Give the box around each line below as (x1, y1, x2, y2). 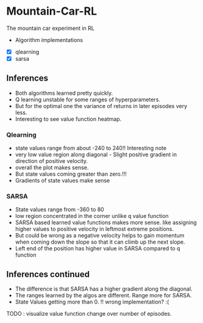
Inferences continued (6, 269, 90, 279)
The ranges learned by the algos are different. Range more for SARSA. (15, 292, 192, 299)
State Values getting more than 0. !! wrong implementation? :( (15, 298, 169, 306)
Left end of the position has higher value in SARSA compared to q (15, 245, 180, 252)
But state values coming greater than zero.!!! (15, 170, 127, 178)
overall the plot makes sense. (15, 164, 89, 172)
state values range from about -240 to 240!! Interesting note (15, 145, 166, 152)
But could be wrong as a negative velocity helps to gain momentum (15, 232, 185, 239)
